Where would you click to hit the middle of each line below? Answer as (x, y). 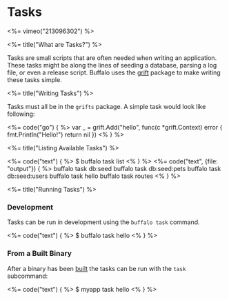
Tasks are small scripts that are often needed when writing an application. (112, 58)
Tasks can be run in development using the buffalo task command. (103, 222)
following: (21, 114)
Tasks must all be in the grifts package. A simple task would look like (107, 106)
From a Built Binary (40, 254)
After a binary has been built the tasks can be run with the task (97, 268)
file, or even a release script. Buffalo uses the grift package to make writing (114, 72)
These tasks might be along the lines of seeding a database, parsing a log (112, 65)
